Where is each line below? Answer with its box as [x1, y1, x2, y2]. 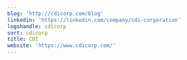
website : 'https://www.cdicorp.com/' [7, 42, 116, 49]
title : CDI [7, 36, 39, 43]
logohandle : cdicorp [7, 23, 67, 30]
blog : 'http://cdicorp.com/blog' [7, 10, 104, 17]
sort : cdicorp [7, 29, 48, 37]
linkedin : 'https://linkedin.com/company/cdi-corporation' [7, 17, 181, 23]
